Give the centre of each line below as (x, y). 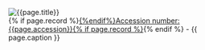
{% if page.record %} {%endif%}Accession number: (94, 21)
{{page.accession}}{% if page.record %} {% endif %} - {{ (103, 29)
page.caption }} (34, 37)
